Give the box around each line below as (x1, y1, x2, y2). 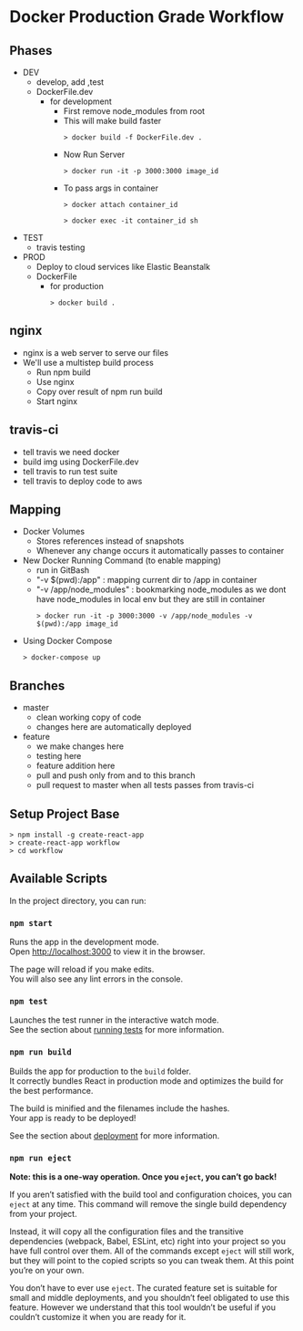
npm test (9, 996, 48, 1007)
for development (49, 96, 112, 107)
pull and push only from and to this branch (35, 770, 196, 781)
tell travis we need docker (22, 446, 120, 457)
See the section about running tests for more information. (9, 1024, 225, 1035)
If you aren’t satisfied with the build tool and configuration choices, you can (9, 1189, 293, 1201)
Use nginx (35, 376, 75, 387)
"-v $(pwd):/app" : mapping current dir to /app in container (35, 575, 258, 586)
